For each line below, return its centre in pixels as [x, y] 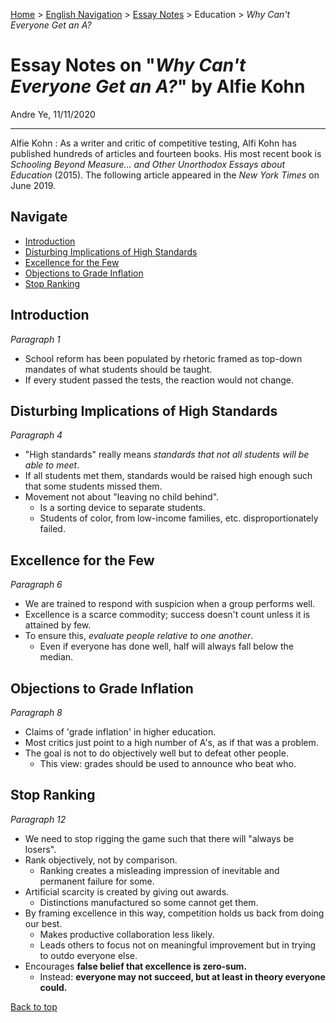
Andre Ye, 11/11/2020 [53, 114]
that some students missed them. [93, 486]
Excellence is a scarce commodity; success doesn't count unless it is [167, 615]
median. [56, 657]
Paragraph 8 [36, 712]
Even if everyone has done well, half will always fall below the [166, 646]
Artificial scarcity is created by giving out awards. [127, 891]
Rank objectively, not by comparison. [101, 860]
